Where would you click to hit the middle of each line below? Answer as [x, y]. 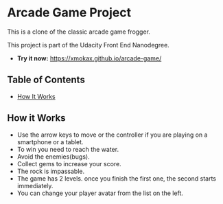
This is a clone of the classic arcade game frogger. [79, 32]
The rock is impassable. [51, 171]
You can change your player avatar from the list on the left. [100, 193]
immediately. [35, 185]
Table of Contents [46, 80]
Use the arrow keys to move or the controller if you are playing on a [112, 135]
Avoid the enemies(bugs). [54, 157]
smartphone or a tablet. [50, 141]
